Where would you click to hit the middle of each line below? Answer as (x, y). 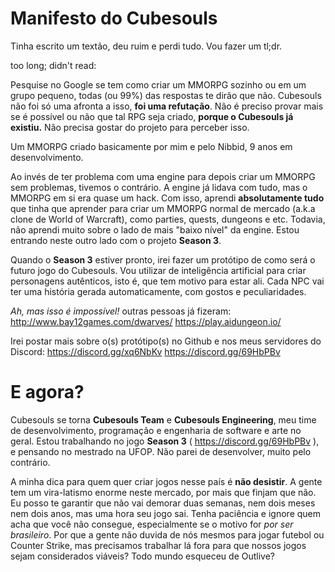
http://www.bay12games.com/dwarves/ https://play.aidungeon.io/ (146, 321)
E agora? (47, 392)
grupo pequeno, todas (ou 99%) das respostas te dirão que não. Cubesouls (166, 95)
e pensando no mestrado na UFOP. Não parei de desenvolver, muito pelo (161, 451)
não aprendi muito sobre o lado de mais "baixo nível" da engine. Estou (155, 229)
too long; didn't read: (53, 65)
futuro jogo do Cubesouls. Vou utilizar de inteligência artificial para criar (158, 270)
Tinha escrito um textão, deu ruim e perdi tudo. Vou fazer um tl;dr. (146, 46)
